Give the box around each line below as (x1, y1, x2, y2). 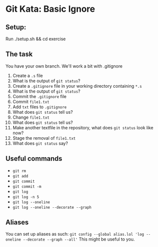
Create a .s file (12, 73, 43, 78)
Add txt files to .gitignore (12, 104, 67, 110)
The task (5, 50, 33, 58)
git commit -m (12, 184, 41, 189)
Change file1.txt (12, 114, 50, 120)
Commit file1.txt (12, 99, 50, 104)
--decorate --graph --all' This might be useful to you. (23, 236, 135, 242)
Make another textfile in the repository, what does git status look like (12, 124, 154, 130)
